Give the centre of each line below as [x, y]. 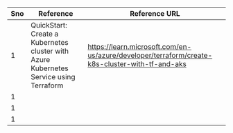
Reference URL [155, 13]
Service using [53, 77]
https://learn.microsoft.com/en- [140, 47]
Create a [45, 34]
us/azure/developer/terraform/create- [150, 55]
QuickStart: [49, 25]
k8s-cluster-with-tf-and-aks [137, 64]
